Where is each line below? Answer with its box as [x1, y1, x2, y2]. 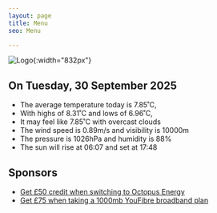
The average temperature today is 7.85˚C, [19, 100, 158, 110]
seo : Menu [8, 26, 42, 34]
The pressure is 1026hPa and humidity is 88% [19, 134, 172, 144]
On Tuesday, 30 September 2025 [8, 78, 178, 92]
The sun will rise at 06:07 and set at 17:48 [19, 143, 158, 152]
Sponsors [8, 166, 58, 179]
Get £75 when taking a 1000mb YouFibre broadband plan [19, 195, 209, 205]
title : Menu [8, 19, 48, 27]
